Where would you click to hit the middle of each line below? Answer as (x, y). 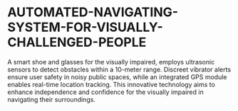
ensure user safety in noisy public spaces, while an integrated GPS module (117, 77)
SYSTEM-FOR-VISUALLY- (86, 27)
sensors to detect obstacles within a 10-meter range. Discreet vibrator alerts (119, 69)
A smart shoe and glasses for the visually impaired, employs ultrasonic (111, 62)
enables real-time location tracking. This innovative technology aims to (111, 84)
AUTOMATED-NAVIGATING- (93, 12)
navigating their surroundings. (52, 99)
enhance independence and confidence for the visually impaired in (106, 92)
